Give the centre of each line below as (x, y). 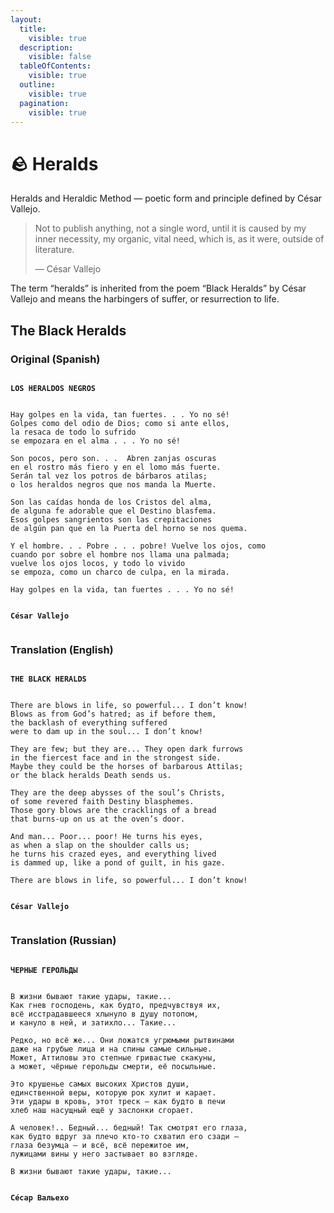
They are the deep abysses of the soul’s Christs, (118, 793)
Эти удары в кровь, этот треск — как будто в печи (118, 1101)
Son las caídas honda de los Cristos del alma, (111, 502)
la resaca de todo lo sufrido (73, 432)
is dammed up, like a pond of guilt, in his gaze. (118, 863)
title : (33, 29)
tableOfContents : (55, 66)
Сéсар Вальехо (40, 1197)
